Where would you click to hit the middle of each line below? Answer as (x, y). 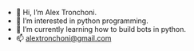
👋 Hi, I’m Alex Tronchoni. (56, 12)
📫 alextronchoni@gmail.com (63, 38)
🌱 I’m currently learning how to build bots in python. (101, 29)
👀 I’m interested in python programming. (82, 21)
